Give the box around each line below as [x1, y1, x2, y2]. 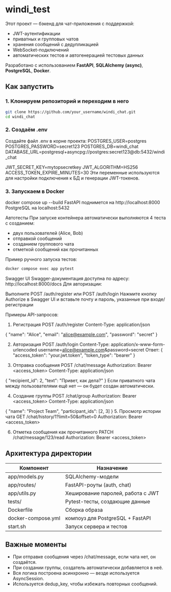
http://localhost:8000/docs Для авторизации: [5, 280, 102, 287]
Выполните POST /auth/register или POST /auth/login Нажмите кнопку [5, 291, 157, 297]
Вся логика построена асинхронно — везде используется [12, 570, 140, 576]
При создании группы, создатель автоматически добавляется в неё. [12, 564, 163, 571]
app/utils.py [8, 490, 37, 497]
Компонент [19, 464, 49, 471]
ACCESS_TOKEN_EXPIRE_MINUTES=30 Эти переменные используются [5, 169, 160, 176]
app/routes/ [8, 481, 36, 488]
